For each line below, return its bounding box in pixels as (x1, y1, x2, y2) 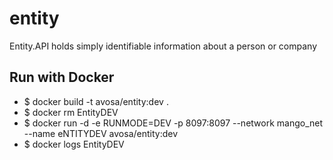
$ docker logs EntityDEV (23, 138, 125, 150)
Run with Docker (9, 69, 115, 86)
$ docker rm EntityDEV (23, 106, 119, 118)
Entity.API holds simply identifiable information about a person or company (9, 40, 318, 52)
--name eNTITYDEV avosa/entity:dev (23, 127, 179, 139)
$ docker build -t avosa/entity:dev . (23, 95, 169, 107)
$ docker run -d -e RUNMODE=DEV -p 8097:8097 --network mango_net (23, 117, 324, 129)
